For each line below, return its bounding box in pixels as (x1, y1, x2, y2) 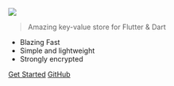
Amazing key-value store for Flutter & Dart (27, 22, 166, 32)
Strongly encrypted (19, 54, 83, 63)
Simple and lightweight (19, 46, 95, 55)
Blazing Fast (19, 38, 60, 47)
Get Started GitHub (8, 69, 71, 79)
